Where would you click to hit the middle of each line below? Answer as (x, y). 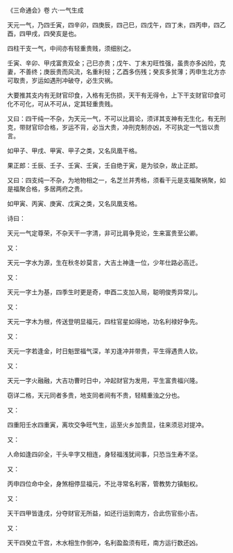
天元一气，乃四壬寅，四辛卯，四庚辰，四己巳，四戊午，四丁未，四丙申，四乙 (116, 25)
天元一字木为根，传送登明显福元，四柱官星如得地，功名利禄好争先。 (104, 322)
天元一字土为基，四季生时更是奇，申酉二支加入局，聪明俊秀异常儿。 (104, 292)
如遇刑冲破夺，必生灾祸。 (80, 80)
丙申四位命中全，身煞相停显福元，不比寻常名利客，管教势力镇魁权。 (104, 484)
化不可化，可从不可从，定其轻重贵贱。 (62, 104)
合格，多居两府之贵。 (56, 189)
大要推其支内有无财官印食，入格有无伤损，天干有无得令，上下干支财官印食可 (116, 95)
